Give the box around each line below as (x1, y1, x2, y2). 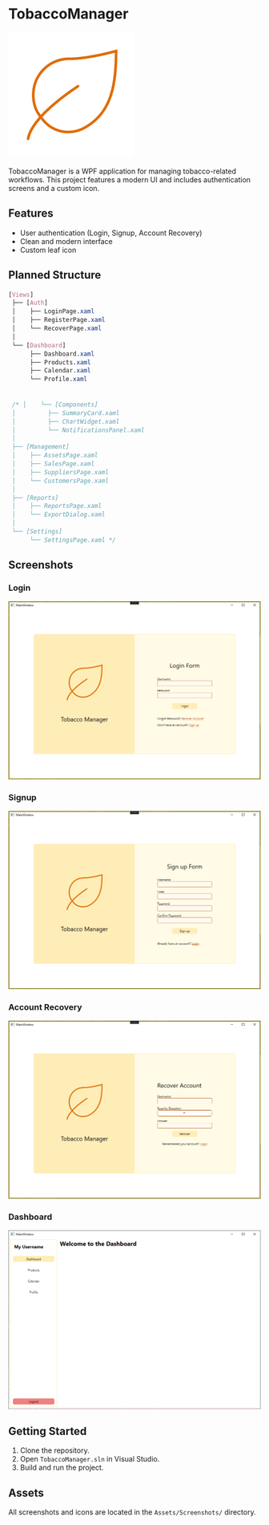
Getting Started (8, 1424, 87, 1438)
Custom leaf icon (19, 245, 77, 254)
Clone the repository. (19, 1446, 90, 1455)
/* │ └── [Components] (11, 401, 98, 409)
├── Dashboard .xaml (29, 350, 94, 358)
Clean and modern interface (19, 236, 114, 246)
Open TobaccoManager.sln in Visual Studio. (19, 1454, 160, 1464)
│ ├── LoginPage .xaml (11, 307, 94, 315)
